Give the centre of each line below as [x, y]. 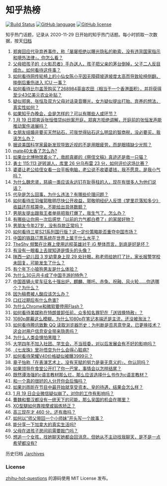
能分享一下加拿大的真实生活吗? [44, 424]
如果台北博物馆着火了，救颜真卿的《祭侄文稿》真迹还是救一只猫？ [80, 157]
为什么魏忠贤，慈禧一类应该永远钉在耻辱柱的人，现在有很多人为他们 [82, 182]
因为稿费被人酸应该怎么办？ [41, 293]
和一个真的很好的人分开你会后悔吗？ [50, 381]
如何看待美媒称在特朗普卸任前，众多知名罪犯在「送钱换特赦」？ [78, 312]
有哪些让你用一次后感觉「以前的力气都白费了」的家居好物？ [74, 219]
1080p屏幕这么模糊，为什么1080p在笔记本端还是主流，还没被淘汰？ [82, 318]
